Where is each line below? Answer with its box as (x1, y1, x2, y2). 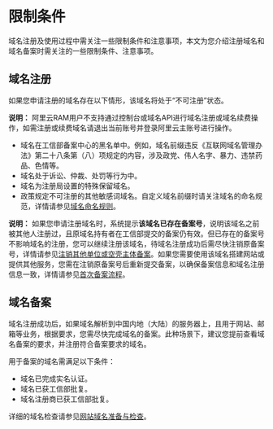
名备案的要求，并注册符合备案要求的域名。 (8, 339, 151, 348)
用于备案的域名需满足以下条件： (8, 356, 115, 366)
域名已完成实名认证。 (19, 374, 92, 383)
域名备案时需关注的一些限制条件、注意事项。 (8, 46, 158, 55)
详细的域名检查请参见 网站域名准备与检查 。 (8, 411, 151, 421)
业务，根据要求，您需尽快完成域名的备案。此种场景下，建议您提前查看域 (22, 329, 265, 339)
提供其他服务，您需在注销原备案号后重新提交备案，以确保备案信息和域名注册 (8, 259, 265, 269)
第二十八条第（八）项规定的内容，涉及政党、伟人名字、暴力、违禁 (34, 150, 256, 160)
